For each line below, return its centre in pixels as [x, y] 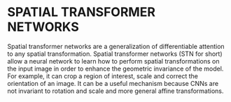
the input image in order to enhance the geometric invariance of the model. [115, 68]
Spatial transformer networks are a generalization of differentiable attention [116, 46]
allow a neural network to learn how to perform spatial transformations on [113, 61]
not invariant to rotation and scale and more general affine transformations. [115, 91]
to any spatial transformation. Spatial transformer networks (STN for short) [115, 54]
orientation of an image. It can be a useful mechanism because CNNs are [113, 83]
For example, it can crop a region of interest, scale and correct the [103, 76]
